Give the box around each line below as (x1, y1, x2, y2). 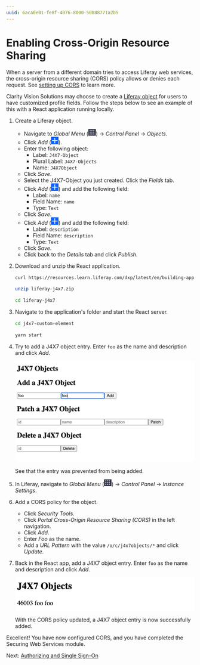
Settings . (14, 487, 37, 494)
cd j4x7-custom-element (14, 321, 75, 327)
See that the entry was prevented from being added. (14, 468, 144, 475)
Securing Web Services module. (6, 641, 85, 648)
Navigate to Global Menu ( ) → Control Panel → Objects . (23, 130, 168, 137)
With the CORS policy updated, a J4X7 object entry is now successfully (14, 616, 191, 623)
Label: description (32, 225, 79, 233)
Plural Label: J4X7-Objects (32, 157, 97, 165)
